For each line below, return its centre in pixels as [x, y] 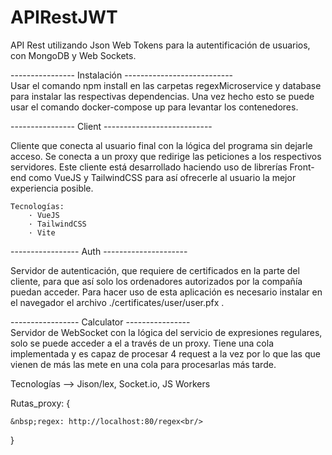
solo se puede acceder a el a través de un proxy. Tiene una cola [142, 343]
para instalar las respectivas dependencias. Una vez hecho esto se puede [162, 96]
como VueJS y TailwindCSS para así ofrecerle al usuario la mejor [162, 177]
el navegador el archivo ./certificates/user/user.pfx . [117, 302]
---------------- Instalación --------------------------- [122, 75]
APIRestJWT [64, 17]
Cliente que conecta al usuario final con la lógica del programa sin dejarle [161, 145]
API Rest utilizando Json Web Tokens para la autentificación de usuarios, [160, 45]
